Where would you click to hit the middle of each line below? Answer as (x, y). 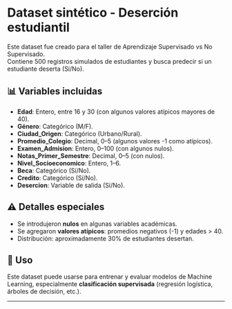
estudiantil (39, 27)
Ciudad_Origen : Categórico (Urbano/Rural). (80, 134)
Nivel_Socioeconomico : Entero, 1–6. (69, 163)
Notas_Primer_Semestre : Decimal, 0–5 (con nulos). (91, 156)
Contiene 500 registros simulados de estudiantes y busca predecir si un (109, 61)
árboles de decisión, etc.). (44, 292)
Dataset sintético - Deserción (93, 13)
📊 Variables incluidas (55, 91)
